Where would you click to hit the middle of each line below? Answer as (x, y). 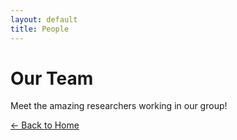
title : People (40, 29)
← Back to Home (45, 125)
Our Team (52, 78)
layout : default (44, 19)
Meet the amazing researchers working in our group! (119, 106)
